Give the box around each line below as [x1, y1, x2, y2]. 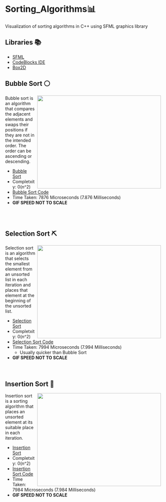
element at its [5, 419, 33, 425]
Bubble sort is [5, 95, 34, 101]
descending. [5, 158, 31, 164]
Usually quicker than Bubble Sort [19, 350, 87, 356]
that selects [5, 255, 29, 261]
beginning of [5, 298, 31, 304]
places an [5, 409, 25, 415]
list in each [5, 277, 27, 283]
